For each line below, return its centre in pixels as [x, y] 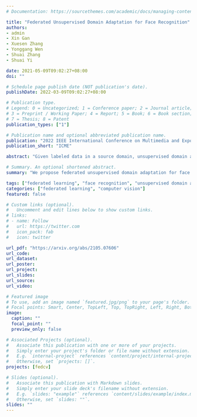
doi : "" [16, 76]
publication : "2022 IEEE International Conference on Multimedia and [93, 141]
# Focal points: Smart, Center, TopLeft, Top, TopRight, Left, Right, [94, 307]
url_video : [19, 286]
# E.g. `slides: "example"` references [57, 394]
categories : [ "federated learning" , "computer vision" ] [76, 189]
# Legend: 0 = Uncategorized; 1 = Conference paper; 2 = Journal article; [99, 108]
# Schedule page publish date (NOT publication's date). [77, 87]
